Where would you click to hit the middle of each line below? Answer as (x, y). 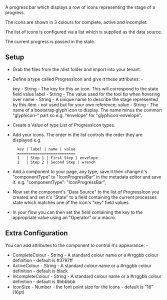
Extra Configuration (37, 233)
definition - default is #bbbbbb (44, 281)
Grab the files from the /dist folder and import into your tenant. (77, 69)
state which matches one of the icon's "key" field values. (71, 202)
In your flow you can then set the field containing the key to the (77, 212)
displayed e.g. (27, 140)
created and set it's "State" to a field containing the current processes (84, 197)
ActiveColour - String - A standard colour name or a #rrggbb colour (82, 265)
